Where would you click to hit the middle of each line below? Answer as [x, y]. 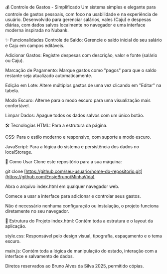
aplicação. [16, 226]
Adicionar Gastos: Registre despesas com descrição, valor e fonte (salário [81, 55]
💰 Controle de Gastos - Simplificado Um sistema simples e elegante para [81, 7]
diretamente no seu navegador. [37, 211]
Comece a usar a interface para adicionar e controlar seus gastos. [73, 196]
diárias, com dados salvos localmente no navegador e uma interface [75, 25]
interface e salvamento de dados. [40, 256]
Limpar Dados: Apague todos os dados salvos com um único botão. [75, 115]
